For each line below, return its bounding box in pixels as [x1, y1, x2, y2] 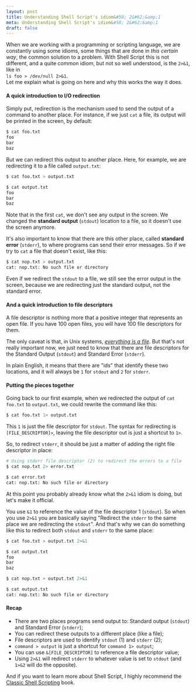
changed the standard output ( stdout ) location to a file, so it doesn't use [6, 218, 182, 225]
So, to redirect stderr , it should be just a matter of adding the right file [6, 440, 175, 447]
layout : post [6, 8, 38, 15]
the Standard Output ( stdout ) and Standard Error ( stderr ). [6, 350, 146, 357]
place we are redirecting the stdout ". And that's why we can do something [6, 520, 185, 527]
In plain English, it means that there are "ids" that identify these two [6, 362, 169, 369]
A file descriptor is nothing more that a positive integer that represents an [6, 314, 183, 321]
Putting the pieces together [6, 382, 74, 389]
